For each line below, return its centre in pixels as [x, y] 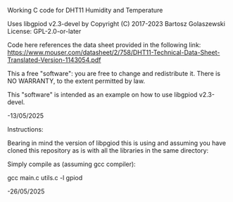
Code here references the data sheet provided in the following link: [104, 45]
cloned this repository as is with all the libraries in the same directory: [108, 150]
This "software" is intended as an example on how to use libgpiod [102, 95]
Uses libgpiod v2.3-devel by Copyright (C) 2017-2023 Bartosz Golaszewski [116, 24]
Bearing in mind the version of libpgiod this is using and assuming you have [117, 143]
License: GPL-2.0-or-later [44, 31]
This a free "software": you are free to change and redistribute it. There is [114, 74]
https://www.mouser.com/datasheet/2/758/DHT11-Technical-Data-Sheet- [114, 52]
